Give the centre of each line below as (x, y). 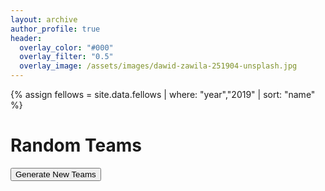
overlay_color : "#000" (66, 47)
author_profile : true (55, 29)
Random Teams (76, 145)
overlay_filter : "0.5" (66, 57)
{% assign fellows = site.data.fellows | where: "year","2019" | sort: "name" (163, 94)
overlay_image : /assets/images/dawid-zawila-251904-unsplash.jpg (158, 66)
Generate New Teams (56, 174)
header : (26, 38)
